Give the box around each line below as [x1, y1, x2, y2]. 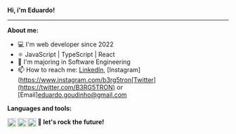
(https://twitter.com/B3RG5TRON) [17, 83, 116, 91]
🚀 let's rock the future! [37, 118, 105, 126]
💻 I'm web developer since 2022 [17, 40, 114, 48]
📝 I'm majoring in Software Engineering [17, 58, 131, 66]
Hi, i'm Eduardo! [7, 6, 55, 14]
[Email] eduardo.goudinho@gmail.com [17, 91, 128, 99]
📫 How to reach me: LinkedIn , [17, 66, 106, 74]
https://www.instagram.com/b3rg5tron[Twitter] [20, 76, 157, 83]
